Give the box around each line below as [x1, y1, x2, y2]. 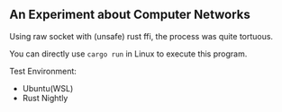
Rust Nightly [22, 92, 68, 103]
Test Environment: [9, 65, 77, 76]
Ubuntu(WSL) [22, 82, 74, 93]
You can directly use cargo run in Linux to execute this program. [9, 48, 248, 59]
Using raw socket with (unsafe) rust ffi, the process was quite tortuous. [9, 30, 273, 41]
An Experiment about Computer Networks [9, 7, 250, 22]
